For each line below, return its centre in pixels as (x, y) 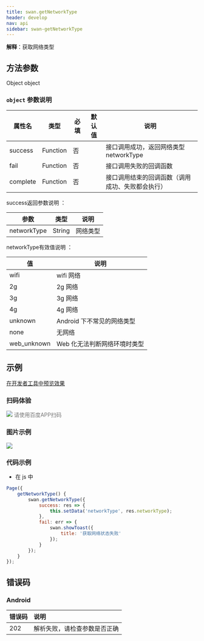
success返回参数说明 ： (36, 203)
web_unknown (30, 344)
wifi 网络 (69, 275)
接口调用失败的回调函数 (139, 166)
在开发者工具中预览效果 (36, 383)
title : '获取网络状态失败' (91, 534)
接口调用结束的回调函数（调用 (148, 178)
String (61, 230)
